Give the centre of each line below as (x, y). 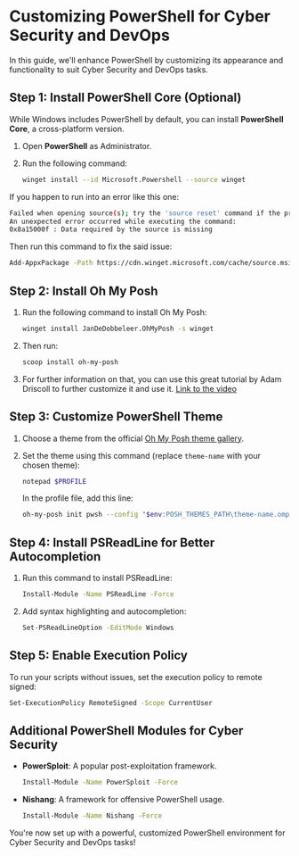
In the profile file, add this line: (77, 498)
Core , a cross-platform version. (67, 129)
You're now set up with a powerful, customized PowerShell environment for (147, 833)
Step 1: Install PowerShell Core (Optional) (125, 98)
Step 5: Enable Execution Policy (99, 656)
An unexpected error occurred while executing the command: (123, 221)
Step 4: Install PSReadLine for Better (112, 542)
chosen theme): (51, 465)
